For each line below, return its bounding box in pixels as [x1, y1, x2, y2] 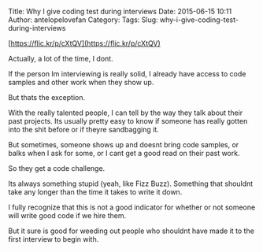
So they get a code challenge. [8, 164, 106, 172]
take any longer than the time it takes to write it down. [8, 187, 183, 196]
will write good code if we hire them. [8, 211, 127, 220]
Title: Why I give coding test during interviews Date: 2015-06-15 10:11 [8, 7, 232, 16]
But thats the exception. [8, 93, 85, 102]
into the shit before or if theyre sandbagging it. [8, 125, 159, 134]
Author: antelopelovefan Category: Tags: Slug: [8, 15, 159, 24]
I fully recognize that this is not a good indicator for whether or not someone [8, 202, 256, 212]
